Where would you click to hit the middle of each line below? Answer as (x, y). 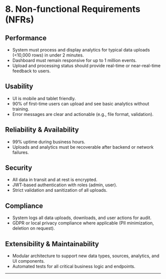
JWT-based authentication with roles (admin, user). (65, 185)
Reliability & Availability (42, 130)
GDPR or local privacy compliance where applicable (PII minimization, (83, 223)
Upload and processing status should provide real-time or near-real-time (86, 66)
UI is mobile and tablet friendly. (44, 98)
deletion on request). (34, 228)
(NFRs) (20, 20)
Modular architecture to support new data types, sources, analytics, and (86, 256)
